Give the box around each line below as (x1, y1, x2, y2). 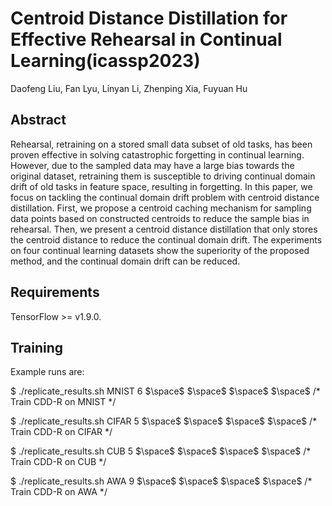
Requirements (10, 284, 100, 301)
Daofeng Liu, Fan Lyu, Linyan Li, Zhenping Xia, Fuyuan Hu (10, 82, 248, 94)
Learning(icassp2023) (10, 50, 201, 72)
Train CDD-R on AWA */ (10, 486, 108, 498)
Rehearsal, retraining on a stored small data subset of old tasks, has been (10, 138, 313, 150)
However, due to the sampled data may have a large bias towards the (10, 159, 295, 171)
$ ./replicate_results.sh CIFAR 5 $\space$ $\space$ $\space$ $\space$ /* (10, 415, 318, 427)
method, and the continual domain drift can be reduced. (10, 255, 241, 267)
